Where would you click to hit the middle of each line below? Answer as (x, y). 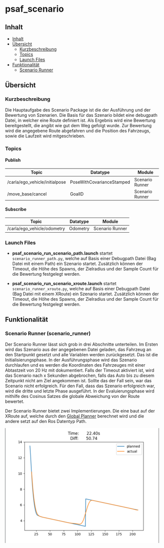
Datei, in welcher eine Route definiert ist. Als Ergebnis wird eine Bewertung (80, 120)
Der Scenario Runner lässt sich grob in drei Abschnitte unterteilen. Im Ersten (82, 344)
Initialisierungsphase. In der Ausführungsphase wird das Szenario (71, 360)
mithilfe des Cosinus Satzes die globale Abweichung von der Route (72, 396)
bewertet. (15, 401)
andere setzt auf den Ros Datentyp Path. (46, 421)
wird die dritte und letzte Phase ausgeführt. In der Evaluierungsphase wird (80, 391)
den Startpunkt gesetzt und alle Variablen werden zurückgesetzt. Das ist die (82, 354)
